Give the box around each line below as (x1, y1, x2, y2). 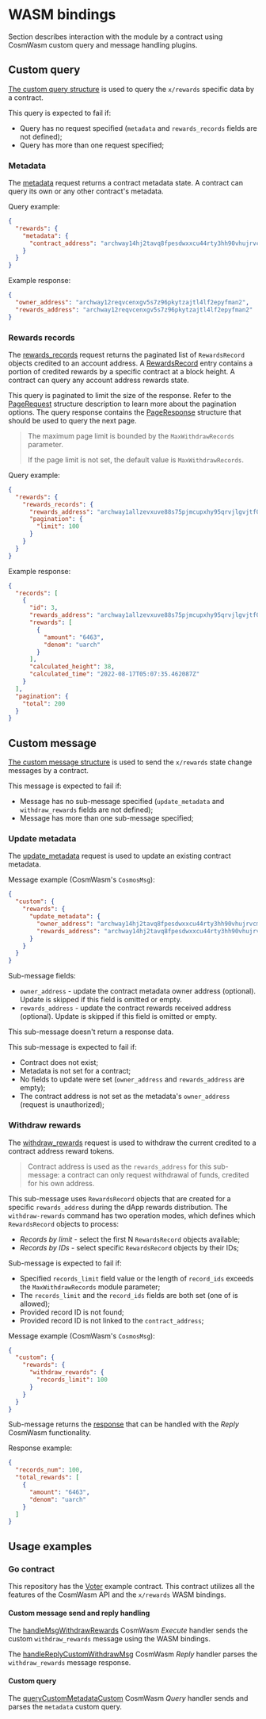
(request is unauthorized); (19, 1100, 105, 1109)
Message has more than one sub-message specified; (19, 814, 194, 823)
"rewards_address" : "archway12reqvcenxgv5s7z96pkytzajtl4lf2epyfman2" (15, 305, 253, 314)
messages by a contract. (8, 766, 89, 775)
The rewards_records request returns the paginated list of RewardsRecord (8, 350, 245, 359)
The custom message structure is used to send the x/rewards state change (8, 757, 253, 767)
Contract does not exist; (19, 1058, 99, 1067)
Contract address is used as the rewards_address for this (27, 1162, 212, 1171)
